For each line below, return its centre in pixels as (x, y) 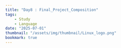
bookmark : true (21, 38)
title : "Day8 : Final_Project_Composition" (52, 10)
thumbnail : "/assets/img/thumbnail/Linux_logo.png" (61, 33)
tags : (11, 14)
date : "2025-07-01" (26, 28)
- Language (26, 24)
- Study (22, 19)
